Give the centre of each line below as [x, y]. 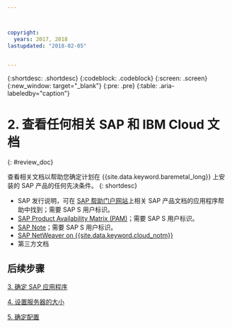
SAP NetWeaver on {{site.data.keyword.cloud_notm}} [95, 236]
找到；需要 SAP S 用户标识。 [72, 209]
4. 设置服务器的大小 [36, 302]
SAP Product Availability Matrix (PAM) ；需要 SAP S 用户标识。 [108, 219]
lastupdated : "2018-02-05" [47, 46]
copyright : [23, 33]
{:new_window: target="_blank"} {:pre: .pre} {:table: [82, 86]
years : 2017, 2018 [41, 39]
